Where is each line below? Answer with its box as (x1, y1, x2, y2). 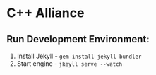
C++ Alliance (6, 5, 85, 21)
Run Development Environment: (6, 33, 150, 45)
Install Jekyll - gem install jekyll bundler (16, 52, 142, 60)
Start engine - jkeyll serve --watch (16, 59, 123, 68)
